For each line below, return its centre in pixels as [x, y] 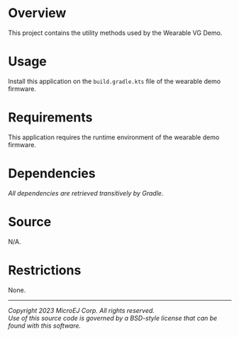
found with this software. [44, 326]
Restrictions [45, 270]
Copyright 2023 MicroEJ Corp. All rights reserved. [82, 310]
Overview [37, 13]
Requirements [50, 118]
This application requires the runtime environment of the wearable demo [114, 137]
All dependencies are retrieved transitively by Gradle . [86, 193]
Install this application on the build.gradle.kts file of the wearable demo [115, 81]
